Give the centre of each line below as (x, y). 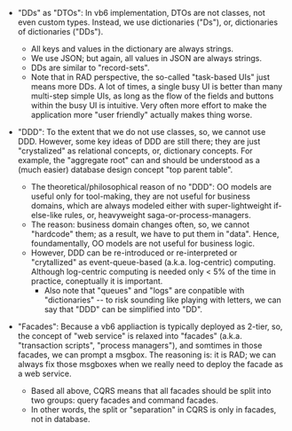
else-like (47, 215)
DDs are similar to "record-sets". (90, 67)
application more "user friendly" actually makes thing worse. (142, 115)
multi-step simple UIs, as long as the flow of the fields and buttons (152, 96)
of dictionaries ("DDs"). (60, 31)
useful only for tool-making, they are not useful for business (141, 196)
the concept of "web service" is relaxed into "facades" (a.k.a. (130, 336)
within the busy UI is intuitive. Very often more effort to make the (149, 105)
